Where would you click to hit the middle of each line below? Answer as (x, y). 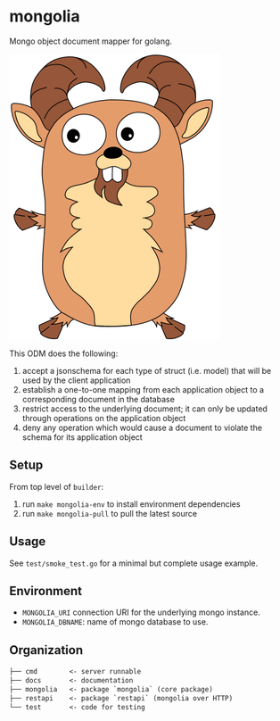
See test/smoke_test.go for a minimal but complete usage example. (134, 563)
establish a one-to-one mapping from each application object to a (143, 389)
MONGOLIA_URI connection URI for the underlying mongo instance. (141, 612)
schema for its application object (82, 437)
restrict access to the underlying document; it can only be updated (144, 409)
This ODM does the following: (64, 353)
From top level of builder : (57, 486)
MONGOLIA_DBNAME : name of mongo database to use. (115, 622)
